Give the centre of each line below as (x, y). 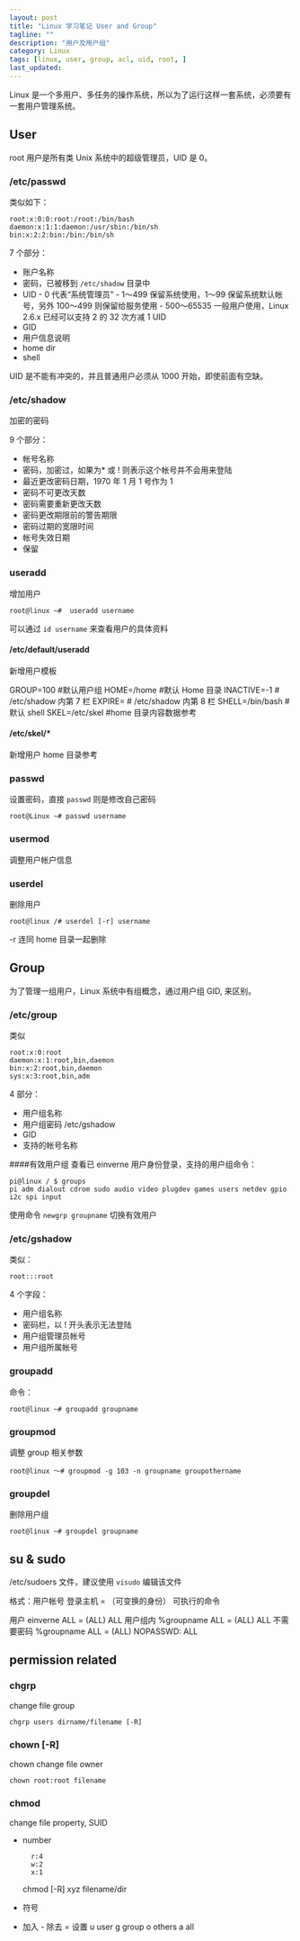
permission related (63, 1661)
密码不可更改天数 (54, 492)
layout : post (34, 18)
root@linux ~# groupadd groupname (74, 1409)
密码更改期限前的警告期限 (70, 515)
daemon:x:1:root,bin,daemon (62, 1060)
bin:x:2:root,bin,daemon (56, 1068)
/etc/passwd (38, 181)
